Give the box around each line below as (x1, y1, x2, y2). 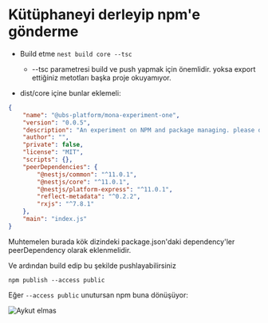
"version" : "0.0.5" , (22, 118, 91, 127)
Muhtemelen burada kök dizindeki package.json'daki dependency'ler (8, 237, 235, 246)
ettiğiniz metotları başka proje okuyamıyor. (31, 73, 171, 82)
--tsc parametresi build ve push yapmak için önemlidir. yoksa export (31, 64, 256, 73)
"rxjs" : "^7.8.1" (37, 200, 94, 208)
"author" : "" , (22, 133, 69, 141)
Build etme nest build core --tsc (19, 49, 132, 58)
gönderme (8, 22, 79, 41)
